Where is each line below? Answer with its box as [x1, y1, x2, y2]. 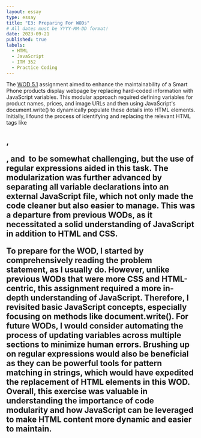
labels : [6, 43, 26, 49]
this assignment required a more [37, 283, 162, 294]
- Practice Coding [11, 64, 58, 71]
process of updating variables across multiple [6, 330, 182, 340]
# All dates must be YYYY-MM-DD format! [6, 25, 109, 32]
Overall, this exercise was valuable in [6, 386, 148, 396]
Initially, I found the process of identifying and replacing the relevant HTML [6, 113, 191, 120]
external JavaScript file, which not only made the [6, 191, 194, 201]
